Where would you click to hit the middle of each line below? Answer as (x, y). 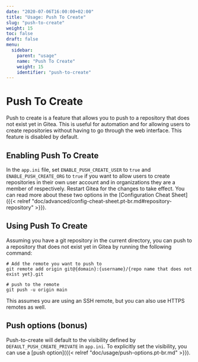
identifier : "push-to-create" (54, 72)
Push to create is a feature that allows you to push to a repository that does (98, 118)
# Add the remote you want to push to (54, 264)
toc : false (20, 34)
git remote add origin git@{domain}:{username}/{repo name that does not (99, 269)
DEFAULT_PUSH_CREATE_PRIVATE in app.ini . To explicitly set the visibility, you (97, 346)
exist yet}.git (25, 274)
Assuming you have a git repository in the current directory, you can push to (99, 240)
